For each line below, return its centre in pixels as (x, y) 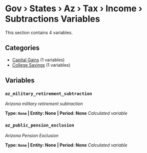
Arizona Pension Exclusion (32, 135)
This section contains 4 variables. (39, 32)
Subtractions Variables (52, 19)
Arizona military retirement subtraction (44, 104)
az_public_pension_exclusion (40, 125)
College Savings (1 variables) (41, 65)
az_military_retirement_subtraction (49, 94)
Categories (22, 48)
